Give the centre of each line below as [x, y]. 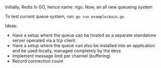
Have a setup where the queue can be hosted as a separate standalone [84, 35]
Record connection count [38, 61]
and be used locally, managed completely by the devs [67, 51]
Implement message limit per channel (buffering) [61, 56]
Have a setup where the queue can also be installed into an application [83, 45]
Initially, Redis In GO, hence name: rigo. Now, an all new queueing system [79, 7]
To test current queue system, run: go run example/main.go [65, 16]
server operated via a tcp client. [44, 40]
